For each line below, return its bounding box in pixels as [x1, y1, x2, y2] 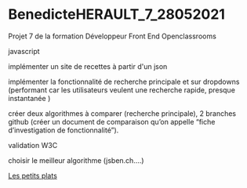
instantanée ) [8, 93, 51, 103]
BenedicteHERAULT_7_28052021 [8, 5, 226, 23]
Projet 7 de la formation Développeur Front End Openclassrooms [8, 31, 217, 41]
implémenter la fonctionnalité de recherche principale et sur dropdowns [8, 77, 240, 86]
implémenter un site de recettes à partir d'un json [8, 61, 168, 71]
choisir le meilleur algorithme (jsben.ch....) [8, 155, 144, 165]
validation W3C [8, 140, 58, 150]
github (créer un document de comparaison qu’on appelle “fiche [8, 117, 216, 126]
